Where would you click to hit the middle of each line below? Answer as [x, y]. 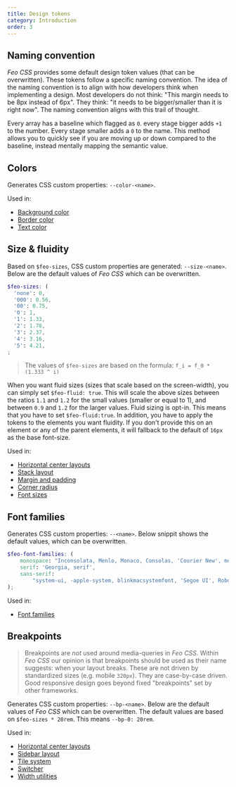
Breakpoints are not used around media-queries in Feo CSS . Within [122, 653]
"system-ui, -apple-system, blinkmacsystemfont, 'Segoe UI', [124, 580]
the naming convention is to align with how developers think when [103, 87]
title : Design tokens [39, 14]
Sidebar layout [38, 754]
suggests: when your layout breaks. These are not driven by [111, 668]
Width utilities [37, 776]
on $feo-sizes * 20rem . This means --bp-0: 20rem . [81, 719]
